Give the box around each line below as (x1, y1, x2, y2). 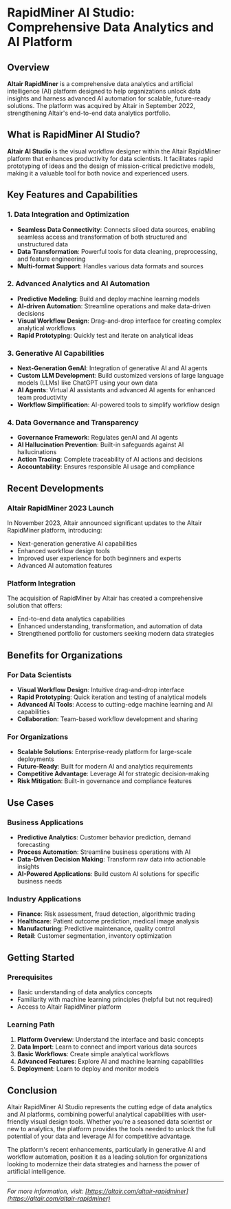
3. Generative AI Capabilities (7, 348, 104, 358)
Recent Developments (7, 482, 104, 494)
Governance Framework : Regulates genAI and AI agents (16, 434, 179, 442)
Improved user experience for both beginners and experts (16, 554, 181, 562)
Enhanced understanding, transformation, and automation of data (16, 622, 203, 630)
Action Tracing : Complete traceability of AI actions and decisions (16, 456, 203, 464)
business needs (16, 877, 63, 886)
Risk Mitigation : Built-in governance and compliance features (16, 777, 192, 785)
